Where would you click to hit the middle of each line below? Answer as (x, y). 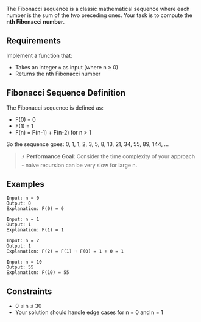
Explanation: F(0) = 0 (35, 209)
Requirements (33, 41)
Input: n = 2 (23, 241)
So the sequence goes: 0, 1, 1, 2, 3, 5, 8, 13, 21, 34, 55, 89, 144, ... (88, 144)
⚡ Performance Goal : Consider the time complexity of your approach (108, 156)
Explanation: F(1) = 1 (35, 230)
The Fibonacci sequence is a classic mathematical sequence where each (98, 9)
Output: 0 (19, 203)
